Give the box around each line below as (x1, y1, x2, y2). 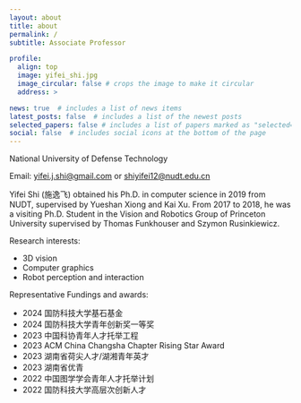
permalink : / (9, 30, 58, 39)
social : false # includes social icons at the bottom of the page (9, 129, 267, 138)
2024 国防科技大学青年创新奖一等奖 (21, 319, 155, 330)
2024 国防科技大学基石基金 (21, 308, 124, 319)
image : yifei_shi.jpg (17, 71, 99, 81)
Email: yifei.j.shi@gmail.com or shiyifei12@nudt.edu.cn (9, 171, 211, 182)
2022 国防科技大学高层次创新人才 (21, 384, 147, 395)
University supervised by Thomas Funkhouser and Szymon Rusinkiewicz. (9, 219, 280, 229)
